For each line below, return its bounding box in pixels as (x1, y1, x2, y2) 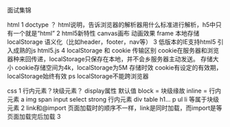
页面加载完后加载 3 (7, 113, 61, 120)
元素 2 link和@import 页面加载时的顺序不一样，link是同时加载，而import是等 (7, 104, 222, 112)
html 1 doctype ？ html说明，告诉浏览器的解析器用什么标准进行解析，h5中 (7, 21, 216, 29)
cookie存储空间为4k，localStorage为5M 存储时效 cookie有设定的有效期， (14, 64, 222, 71)
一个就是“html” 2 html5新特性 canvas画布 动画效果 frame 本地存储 (12, 30, 200, 37)
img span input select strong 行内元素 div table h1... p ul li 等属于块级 (25, 95, 220, 103)
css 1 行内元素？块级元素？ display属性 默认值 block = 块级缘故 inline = (7, 86, 208, 95)
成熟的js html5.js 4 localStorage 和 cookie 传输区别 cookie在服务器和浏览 (12, 47, 220, 54)
